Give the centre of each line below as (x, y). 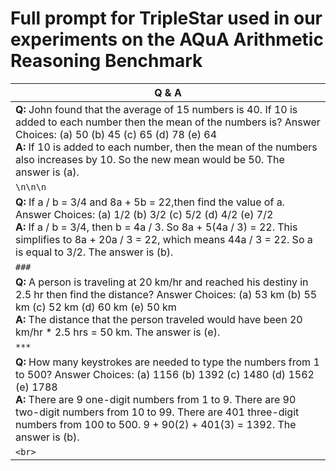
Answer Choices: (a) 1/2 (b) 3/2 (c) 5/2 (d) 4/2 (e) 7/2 (144, 214)
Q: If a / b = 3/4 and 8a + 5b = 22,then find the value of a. (150, 202)
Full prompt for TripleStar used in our (166, 18)
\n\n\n (31, 186)
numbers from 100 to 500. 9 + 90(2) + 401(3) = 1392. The (156, 424)
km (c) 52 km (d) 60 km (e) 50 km (96, 307)
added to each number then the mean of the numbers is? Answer (168, 122)
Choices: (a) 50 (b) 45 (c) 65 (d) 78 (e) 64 (116, 134)
